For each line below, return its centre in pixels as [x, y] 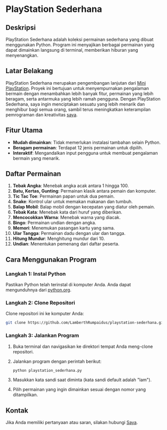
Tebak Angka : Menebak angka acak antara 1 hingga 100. [71, 186]
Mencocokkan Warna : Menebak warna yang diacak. [67, 217]
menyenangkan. [22, 55]
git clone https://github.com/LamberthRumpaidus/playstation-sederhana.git [85, 323]
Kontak [17, 410]
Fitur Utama [24, 130]
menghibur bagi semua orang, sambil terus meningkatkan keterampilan [78, 109]
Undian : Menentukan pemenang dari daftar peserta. [66, 244]
